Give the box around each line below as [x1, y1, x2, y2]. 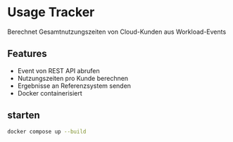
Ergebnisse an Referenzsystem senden [17, 82, 132, 90]
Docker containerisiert [17, 89, 82, 97]
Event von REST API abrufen [17, 66, 100, 75]
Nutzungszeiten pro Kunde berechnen [17, 74, 129, 82]
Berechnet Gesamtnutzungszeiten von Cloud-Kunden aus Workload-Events [7, 27, 227, 36]
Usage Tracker [7, 4, 95, 20]
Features [7, 48, 47, 60]
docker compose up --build [7, 128, 87, 135]
